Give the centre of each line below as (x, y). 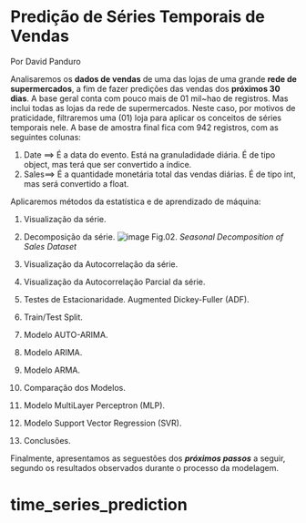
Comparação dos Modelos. (74, 387)
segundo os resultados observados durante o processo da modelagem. (145, 467)
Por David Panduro (46, 61)
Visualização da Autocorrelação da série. (101, 264)
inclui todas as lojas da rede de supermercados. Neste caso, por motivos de (153, 108)
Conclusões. (47, 440)
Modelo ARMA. (52, 370)
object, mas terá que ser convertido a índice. (107, 164)
